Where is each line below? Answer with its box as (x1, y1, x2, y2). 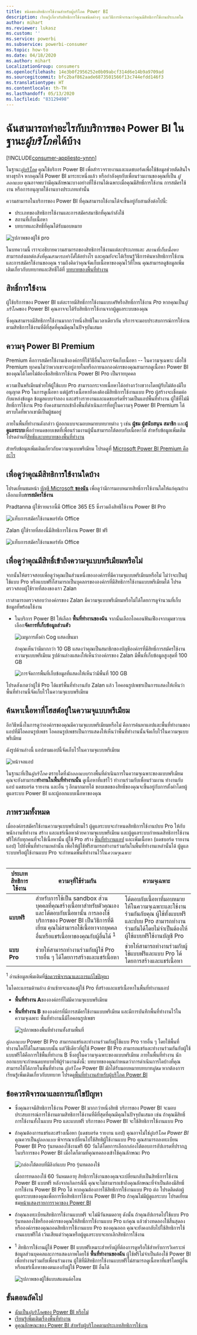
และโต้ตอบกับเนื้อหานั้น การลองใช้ (35, 909, 110, 917)
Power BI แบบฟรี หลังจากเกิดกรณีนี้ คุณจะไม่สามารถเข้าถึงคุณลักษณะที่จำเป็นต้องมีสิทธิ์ (14, 1180, 185, 1187)
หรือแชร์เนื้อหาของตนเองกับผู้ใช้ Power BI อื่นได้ (14, 1263, 110, 1270)
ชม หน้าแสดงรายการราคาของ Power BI (14, 1199, 91, 1207)
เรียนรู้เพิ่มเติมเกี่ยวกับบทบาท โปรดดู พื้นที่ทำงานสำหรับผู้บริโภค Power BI (6, 1071, 148, 1078)
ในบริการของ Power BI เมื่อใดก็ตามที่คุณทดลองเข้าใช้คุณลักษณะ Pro (14, 1149, 151, 1157)
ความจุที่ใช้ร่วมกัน (58, 877, 97, 885)
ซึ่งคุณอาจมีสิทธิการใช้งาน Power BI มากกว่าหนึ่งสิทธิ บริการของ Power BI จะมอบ (14, 1104, 176, 1111)
